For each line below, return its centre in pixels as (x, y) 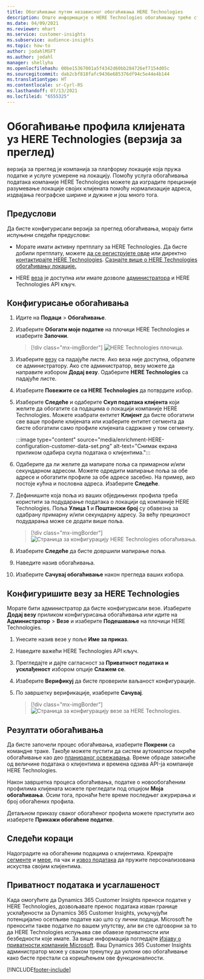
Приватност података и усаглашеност (83, 885)
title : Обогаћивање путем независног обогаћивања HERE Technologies (95, 12)
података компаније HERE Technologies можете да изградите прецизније (102, 182)
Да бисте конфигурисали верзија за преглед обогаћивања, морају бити (100, 229)
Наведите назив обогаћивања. (55, 563)
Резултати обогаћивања (55, 730)
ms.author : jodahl (30, 57)
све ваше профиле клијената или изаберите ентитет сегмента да (100, 421)
